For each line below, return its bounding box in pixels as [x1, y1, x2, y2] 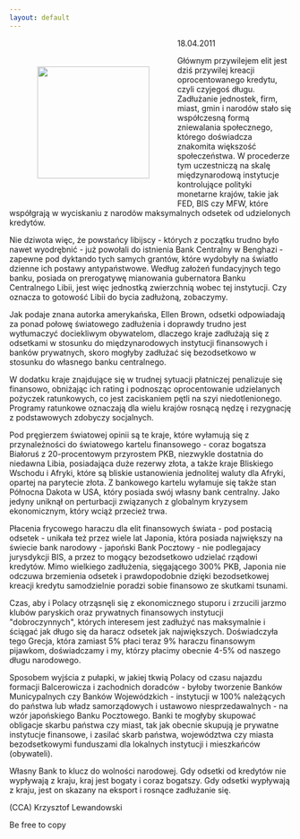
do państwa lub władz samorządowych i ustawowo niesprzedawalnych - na [9, 700, 288, 711]
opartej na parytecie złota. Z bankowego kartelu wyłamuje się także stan [9, 477, 277, 488]
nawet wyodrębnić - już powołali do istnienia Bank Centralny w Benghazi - [9, 244, 284, 255]
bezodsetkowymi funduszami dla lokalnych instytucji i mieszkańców [9, 739, 261, 749]
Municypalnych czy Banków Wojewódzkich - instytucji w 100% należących [9, 691, 286, 702]
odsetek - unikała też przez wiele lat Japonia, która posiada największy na [9, 532, 284, 543]
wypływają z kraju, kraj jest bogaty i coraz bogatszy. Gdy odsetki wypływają [9, 774, 291, 785]
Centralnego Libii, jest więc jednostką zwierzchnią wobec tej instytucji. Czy [9, 281, 287, 292]
